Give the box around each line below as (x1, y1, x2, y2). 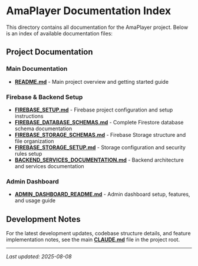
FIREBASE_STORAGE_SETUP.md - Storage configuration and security (14, 143, 186, 151)
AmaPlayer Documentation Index (6, 4, 171, 18)
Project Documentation (6, 47, 93, 57)
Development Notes (6, 214, 81, 224)
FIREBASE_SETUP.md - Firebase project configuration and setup (14, 106, 173, 113)
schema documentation (14, 125, 72, 132)
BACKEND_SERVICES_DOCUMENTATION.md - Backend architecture (14, 156, 184, 163)
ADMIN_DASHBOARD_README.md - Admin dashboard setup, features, (14, 191, 190, 198)
